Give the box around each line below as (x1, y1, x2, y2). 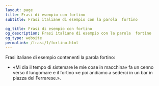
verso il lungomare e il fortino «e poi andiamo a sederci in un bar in (12, 69, 153, 75)
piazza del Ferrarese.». (12, 75, 61, 81)
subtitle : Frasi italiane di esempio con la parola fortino (5, 17, 138, 22)
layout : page (5, 7, 33, 13)
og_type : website (5, 36, 42, 41)
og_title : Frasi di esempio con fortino (5, 26, 93, 31)
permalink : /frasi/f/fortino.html (5, 40, 79, 46)
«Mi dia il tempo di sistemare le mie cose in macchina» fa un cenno (12, 64, 154, 70)
